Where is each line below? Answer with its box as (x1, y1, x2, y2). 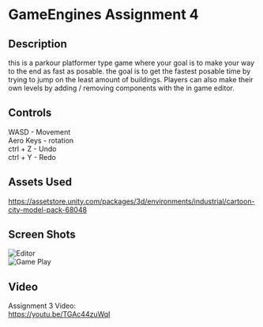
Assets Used (8, 176, 73, 189)
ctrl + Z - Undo (8, 144, 57, 154)
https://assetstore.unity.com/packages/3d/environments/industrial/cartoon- (8, 196, 255, 206)
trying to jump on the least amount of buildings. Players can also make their (8, 75, 254, 84)
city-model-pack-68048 (8, 204, 88, 215)
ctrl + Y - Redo (8, 152, 57, 162)
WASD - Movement (8, 127, 71, 136)
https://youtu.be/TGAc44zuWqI (8, 310, 111, 319)
